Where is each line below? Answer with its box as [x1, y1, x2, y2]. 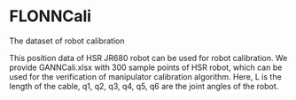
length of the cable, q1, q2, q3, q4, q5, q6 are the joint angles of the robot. [9, 81, 279, 91]
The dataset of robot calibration [9, 35, 125, 46]
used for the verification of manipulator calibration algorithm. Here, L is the [9, 71, 282, 81]
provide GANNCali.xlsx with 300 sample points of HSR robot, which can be [9, 62, 283, 73]
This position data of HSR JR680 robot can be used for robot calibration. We [9, 52, 288, 63]
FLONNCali [9, 6, 91, 27]
